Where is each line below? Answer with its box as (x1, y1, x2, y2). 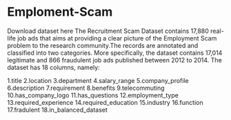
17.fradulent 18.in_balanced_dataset (7, 106, 108, 114)
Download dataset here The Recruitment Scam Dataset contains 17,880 (7, 27, 209, 35)
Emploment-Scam (7, 4, 113, 20)
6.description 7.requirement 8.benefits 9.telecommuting (7, 84, 165, 92)
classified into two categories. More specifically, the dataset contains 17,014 (7, 49, 223, 57)
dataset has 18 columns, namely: (7, 63, 100, 71)
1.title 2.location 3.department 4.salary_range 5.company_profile (7, 76, 189, 84)
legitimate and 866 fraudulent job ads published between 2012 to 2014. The (7, 56, 222, 64)
